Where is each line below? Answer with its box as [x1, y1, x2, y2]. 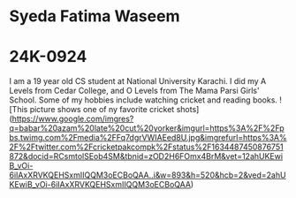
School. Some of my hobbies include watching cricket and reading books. [9, 95, 278, 105]
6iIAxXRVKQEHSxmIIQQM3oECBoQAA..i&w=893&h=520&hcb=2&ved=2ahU [9, 170, 286, 180]
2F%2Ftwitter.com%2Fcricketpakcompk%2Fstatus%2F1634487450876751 [9, 141, 285, 152]
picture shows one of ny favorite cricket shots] [29, 104, 200, 115]
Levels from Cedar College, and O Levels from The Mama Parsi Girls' [9, 86, 260, 96]
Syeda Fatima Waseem [9, 6, 180, 27]
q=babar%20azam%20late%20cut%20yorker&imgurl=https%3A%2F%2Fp [9, 123, 285, 133]
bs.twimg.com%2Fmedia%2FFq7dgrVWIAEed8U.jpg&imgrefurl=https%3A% [9, 133, 287, 143]
